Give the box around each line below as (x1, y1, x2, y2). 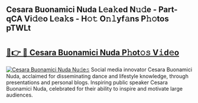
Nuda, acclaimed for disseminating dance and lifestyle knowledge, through (6, 73, 189, 79)
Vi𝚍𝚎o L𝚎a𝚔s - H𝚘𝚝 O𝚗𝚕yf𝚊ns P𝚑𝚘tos (24, 14, 170, 24)
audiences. (6, 91, 34, 98)
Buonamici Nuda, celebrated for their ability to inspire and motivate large (6, 85, 183, 92)
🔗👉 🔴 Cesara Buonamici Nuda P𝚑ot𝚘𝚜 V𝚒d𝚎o (6, 47, 179, 58)
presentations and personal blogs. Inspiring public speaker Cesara (6, 79, 168, 86)
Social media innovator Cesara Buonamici (90, 66, 193, 73)
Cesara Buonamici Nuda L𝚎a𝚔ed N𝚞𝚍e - (6, 5, 157, 15)
